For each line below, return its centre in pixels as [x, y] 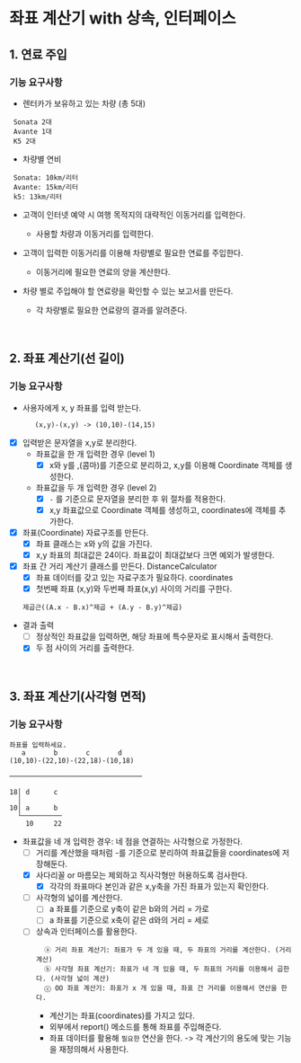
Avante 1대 [32, 131]
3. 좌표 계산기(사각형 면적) [78, 696]
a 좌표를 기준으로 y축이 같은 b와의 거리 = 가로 [129, 909]
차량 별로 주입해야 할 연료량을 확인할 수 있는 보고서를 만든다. [128, 291]
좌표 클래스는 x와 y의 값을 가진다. [94, 544]
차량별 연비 [42, 159]
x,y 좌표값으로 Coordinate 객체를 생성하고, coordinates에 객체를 [163, 509]
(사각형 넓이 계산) [80, 979]
